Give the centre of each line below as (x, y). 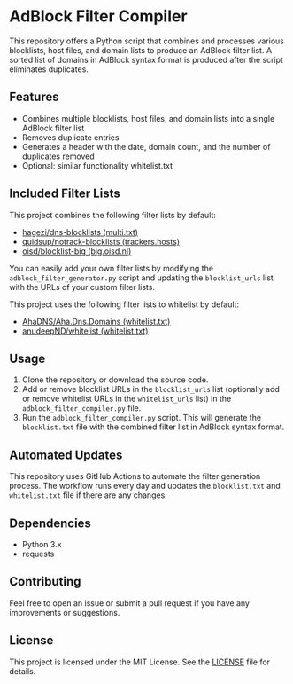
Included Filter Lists (65, 194)
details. (23, 671)
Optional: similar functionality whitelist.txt (97, 165)
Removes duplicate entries (70, 137)
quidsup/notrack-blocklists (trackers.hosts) (100, 241)
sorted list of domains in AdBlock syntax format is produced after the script (146, 59)
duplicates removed (58, 156)
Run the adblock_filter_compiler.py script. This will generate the (142, 418)
